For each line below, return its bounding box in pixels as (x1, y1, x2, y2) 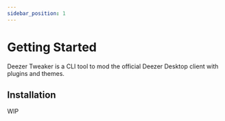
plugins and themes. (7, 69, 65, 77)
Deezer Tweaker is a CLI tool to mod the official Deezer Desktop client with (7, 62, 219, 70)
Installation (7, 89, 56, 100)
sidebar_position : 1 (7, 10, 67, 17)
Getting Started (7, 39, 97, 55)
